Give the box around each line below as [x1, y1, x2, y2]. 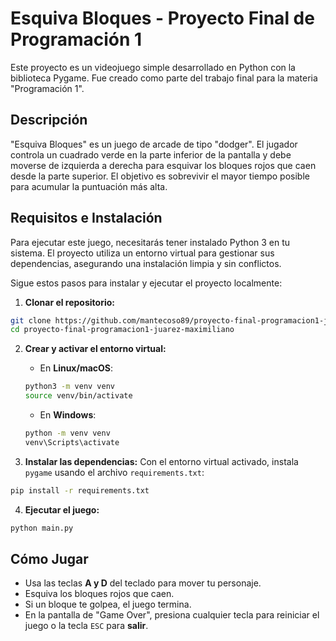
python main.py [10, 523, 74, 533]
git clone [10, 315, 52, 326]
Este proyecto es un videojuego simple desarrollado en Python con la [10, 61, 296, 73]
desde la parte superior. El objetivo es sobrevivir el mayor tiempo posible [10, 170, 310, 182]
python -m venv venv [24, 428, 111, 439]
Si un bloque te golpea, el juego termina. [24, 598, 192, 611]
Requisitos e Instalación [10, 210, 163, 227]
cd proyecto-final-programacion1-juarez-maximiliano [10, 325, 235, 335]
